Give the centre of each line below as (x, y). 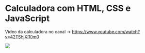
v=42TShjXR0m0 (22, 37)
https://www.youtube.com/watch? (106, 32)
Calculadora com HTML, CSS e (68, 8)
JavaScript (27, 18)
